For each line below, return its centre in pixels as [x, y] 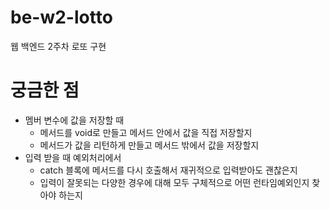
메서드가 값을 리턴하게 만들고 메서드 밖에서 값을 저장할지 [149, 145]
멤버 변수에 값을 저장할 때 [74, 120]
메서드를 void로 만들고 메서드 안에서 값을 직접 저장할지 [146, 132]
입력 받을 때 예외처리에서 [73, 157]
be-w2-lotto [61, 17]
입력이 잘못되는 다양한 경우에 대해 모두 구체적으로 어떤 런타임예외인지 [174, 182]
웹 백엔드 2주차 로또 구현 [58, 46]
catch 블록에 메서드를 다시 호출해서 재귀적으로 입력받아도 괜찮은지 [168, 170]
